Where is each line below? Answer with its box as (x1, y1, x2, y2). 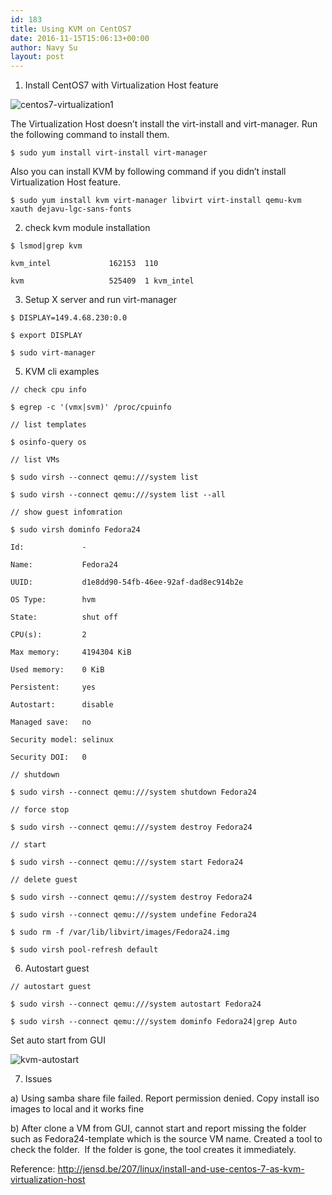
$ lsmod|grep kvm (10, 241, 83, 251)
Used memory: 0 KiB (10, 665, 105, 675)
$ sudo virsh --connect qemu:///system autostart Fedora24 (10, 999, 262, 1010)
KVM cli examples (24, 366, 100, 378)
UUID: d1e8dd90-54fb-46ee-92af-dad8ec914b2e (10, 577, 244, 588)
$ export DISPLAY (10, 331, 83, 341)
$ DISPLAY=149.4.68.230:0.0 (10, 313, 128, 323)
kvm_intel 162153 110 (10, 259, 159, 269)
